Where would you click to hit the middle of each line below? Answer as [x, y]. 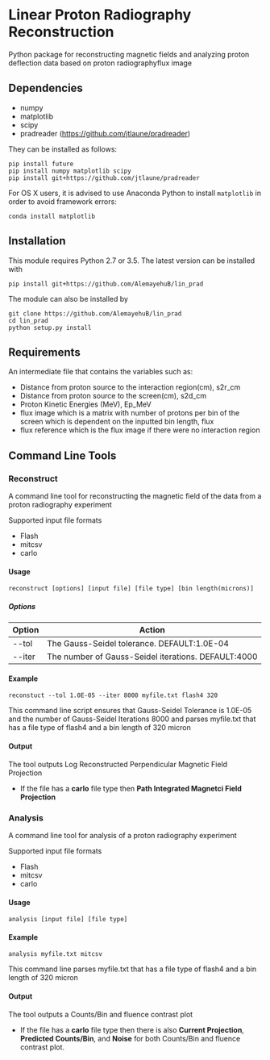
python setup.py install [50, 328]
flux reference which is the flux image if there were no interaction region [140, 430]
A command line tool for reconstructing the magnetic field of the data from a [135, 496]
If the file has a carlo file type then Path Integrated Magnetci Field [131, 788]
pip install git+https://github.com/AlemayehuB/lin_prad [106, 284]
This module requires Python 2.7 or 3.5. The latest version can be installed [132, 261]
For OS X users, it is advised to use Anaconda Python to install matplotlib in [135, 193]
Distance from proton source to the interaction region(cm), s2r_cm [130, 387]
